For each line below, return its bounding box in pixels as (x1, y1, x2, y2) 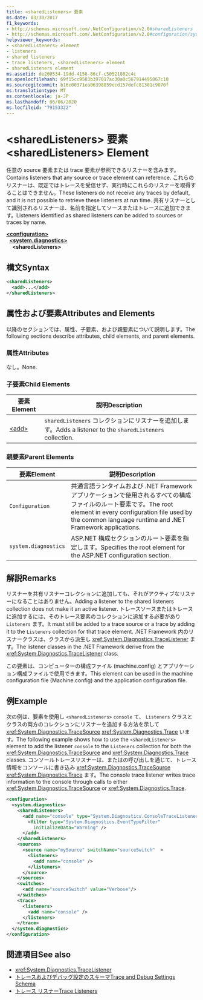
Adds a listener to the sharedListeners (56, 426, 164, 434)
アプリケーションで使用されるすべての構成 (71, 491, 192, 499)
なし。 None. (6, 363, 37, 370)
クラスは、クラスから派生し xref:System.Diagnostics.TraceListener (22, 636, 189, 643)
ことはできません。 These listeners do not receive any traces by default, (11, 189, 190, 197)
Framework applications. (71, 523, 141, 531)
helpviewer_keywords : (6, 37, 61, 43)
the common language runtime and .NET (71, 515, 186, 524)
